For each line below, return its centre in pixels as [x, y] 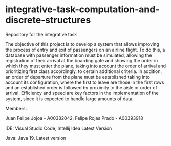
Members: [16, 108]
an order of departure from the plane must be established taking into [78, 77]
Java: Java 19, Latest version [36, 138]
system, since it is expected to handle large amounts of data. [70, 99]
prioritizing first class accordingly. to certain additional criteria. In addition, [84, 71]
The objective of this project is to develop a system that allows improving [82, 44]
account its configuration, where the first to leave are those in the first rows [85, 82]
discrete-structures [48, 20]
